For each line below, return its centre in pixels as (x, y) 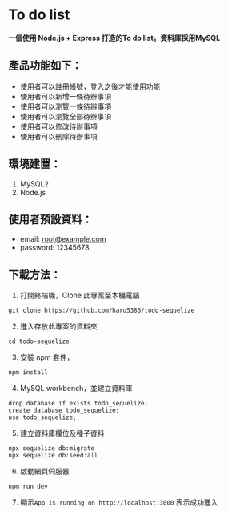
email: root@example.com (63, 239)
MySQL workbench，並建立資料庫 (76, 389)
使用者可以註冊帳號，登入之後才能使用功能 (90, 86)
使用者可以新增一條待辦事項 (66, 96)
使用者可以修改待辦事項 (58, 126)
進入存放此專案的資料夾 (58, 326)
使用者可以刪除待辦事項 (58, 136)
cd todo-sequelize (39, 341)
